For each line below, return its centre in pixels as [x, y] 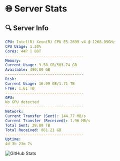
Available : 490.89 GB [28, 70]
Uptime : [13, 139]
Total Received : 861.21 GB [33, 130]
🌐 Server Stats [36, 9]
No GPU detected [22, 102]
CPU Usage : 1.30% [23, 46]
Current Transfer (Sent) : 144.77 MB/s [45, 116]
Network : [14, 112]
